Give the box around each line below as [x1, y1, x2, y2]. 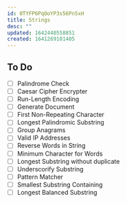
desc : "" [7, 23, 32, 30]
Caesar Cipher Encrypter [16, 87, 88, 95]
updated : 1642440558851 [7, 29, 76, 36]
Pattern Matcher [16, 173, 64, 181]
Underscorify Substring [16, 164, 84, 173]
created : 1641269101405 [7, 36, 76, 43]
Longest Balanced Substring [16, 188, 97, 196]
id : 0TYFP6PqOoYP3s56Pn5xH [7, 10, 84, 17]
